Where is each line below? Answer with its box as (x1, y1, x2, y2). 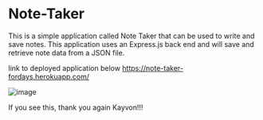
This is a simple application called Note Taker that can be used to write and (8, 31, 255, 41)
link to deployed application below (8, 63, 121, 72)
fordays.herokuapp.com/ (8, 72, 90, 81)
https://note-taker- (122, 63, 183, 72)
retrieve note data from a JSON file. (8, 48, 125, 57)
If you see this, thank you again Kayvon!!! (8, 103, 143, 112)
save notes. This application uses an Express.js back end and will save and (8, 39, 255, 48)
